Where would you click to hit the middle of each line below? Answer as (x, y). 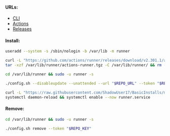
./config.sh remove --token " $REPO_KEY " (49, 128)
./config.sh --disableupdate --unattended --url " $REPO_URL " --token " (82, 83)
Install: (13, 40)
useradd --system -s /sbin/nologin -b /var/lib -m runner (68, 51)
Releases (22, 29)
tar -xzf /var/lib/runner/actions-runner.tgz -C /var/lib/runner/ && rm (83, 65)
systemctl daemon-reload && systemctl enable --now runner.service (78, 97)
